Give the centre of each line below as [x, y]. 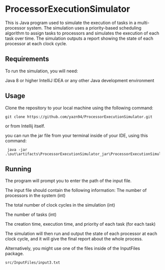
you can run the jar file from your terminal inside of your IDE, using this [77, 135]
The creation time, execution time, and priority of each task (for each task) [80, 224]
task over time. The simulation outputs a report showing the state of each [79, 38]
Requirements [27, 59]
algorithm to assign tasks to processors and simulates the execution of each [82, 33]
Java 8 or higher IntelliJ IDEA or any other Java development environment [80, 80]
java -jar [17, 150]
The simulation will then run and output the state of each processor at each [81, 234]
